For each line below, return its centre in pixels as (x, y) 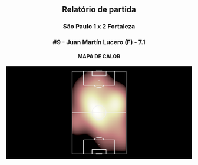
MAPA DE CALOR (99, 56)
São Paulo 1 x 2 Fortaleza (99, 27)
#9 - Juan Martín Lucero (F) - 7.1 (99, 42)
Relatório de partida (99, 10)
